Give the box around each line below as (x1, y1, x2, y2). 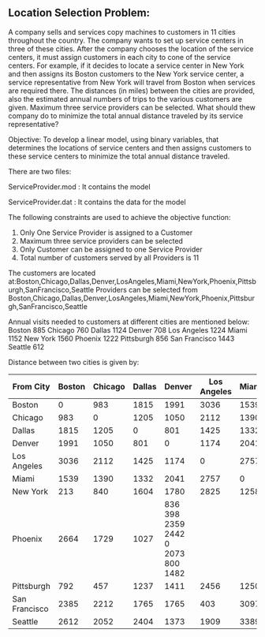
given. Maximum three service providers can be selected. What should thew (8, 102, 256, 112)
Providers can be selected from (95, 285, 199, 294)
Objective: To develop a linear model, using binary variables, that (8, 134, 219, 144)
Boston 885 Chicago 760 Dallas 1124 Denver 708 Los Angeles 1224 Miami (8, 325, 248, 334)
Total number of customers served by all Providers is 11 (19, 252, 200, 263)
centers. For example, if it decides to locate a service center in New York (8, 61, 244, 70)
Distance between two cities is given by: (8, 357, 140, 367)
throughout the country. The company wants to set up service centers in (8, 35, 244, 45)
